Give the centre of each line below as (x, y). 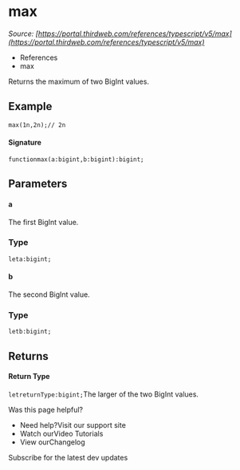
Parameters (38, 184)
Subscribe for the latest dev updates (68, 457)
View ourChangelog (52, 442)
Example (30, 107)
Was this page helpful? (46, 409)
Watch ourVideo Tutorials (61, 433)
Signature (25, 143)
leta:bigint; (30, 259)
